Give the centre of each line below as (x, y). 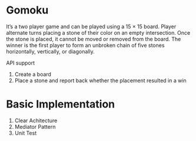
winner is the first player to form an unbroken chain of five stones (85, 45)
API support (21, 63)
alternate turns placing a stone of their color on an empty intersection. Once (98, 32)
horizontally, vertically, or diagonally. (51, 51)
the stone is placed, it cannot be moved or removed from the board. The (94, 39)
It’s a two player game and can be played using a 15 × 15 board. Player (91, 26)
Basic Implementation (61, 104)
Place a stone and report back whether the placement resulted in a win (100, 80)
